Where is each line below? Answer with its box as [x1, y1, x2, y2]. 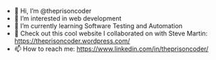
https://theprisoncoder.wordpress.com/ [14, 37, 130, 45]
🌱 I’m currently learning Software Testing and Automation [14, 22, 183, 30]
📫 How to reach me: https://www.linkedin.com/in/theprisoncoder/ [14, 44, 209, 53]
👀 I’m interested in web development [14, 14, 122, 23]
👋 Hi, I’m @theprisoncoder [14, 7, 92, 15]
